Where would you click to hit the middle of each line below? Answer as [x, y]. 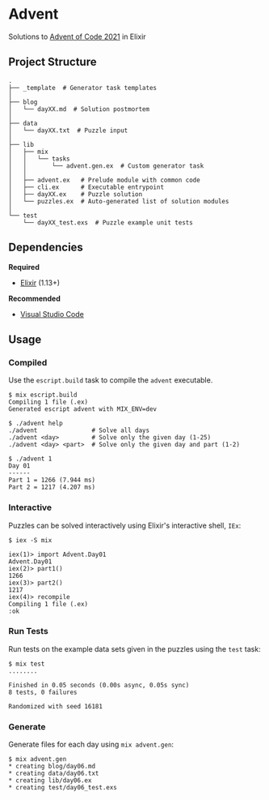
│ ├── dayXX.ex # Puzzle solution [76, 194]
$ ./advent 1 [30, 459]
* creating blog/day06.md [52, 767]
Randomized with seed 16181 [56, 706]
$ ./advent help [36, 424]
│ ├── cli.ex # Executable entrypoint [86, 187]
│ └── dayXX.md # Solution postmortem [79, 109]
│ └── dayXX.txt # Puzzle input [68, 130]
